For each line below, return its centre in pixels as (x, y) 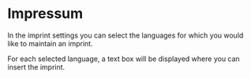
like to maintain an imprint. (50, 43)
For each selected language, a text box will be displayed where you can (124, 59)
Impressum (45, 14)
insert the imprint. (36, 66)
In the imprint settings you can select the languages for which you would (126, 35)
